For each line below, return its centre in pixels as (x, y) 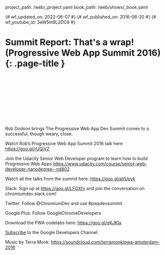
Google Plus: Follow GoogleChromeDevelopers (53, 213)
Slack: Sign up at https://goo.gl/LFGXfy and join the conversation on (75, 188)
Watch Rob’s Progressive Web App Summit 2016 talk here (64, 143)
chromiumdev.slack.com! (31, 194)
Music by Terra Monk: (28, 242)
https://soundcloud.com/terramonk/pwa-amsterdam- (105, 242)
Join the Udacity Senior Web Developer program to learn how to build (77, 158)
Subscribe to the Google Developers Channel (51, 232)
